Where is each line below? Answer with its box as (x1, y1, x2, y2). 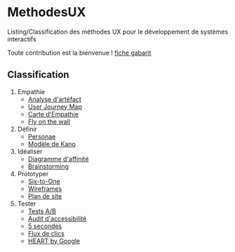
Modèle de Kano (27, 140, 76, 148)
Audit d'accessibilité (27, 214, 87, 223)
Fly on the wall (27, 117, 70, 126)
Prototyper (17, 169, 49, 178)
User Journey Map (27, 102, 82, 111)
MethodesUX (7, 4, 86, 20)
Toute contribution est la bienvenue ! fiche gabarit (7, 48, 152, 57)
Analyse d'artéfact (27, 95, 82, 103)
